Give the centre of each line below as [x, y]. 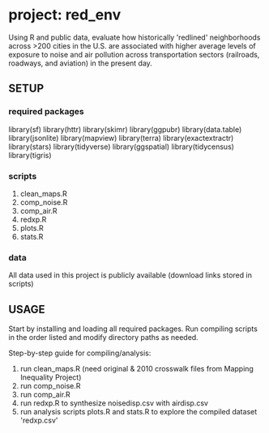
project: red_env [65, 15]
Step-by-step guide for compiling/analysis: [80, 353]
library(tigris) [30, 155]
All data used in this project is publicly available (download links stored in [130, 275]
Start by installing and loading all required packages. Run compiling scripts [133, 329]
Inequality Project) [51, 377]
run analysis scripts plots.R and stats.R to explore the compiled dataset [139, 412]
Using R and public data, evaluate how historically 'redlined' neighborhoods [134, 37]
